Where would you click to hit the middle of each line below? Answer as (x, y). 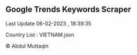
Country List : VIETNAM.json (40, 35)
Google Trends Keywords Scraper (68, 10)
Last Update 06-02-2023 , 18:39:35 (49, 23)
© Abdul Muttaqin (27, 46)
